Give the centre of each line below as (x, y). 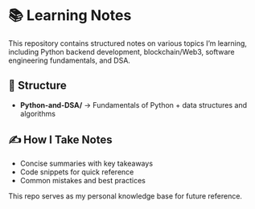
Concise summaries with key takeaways (86, 163)
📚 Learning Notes (70, 16)
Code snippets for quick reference (77, 172)
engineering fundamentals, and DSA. (70, 60)
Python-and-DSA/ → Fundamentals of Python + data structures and (134, 104)
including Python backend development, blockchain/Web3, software (121, 51)
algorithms (38, 113)
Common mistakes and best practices (83, 180)
